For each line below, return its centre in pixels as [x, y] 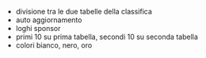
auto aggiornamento [49, 20]
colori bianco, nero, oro [54, 45]
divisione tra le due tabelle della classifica [84, 12]
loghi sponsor [38, 28]
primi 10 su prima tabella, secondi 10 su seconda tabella [107, 37]
